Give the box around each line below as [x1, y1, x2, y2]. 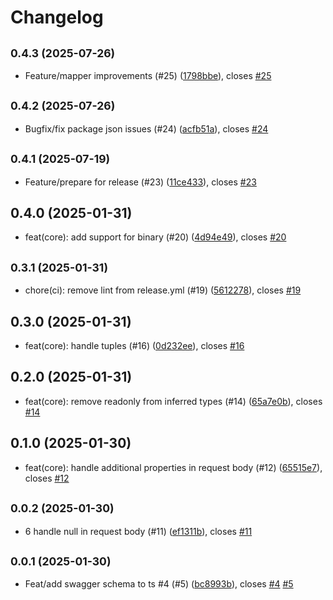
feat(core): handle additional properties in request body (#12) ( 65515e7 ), [24, 461, 323, 473]
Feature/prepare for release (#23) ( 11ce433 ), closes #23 [24, 176, 257, 188]
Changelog [10, 6, 104, 29]
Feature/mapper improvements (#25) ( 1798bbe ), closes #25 [24, 70, 272, 81]
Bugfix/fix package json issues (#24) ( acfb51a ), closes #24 [24, 122, 269, 135]
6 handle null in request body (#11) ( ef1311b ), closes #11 [24, 525, 253, 537]
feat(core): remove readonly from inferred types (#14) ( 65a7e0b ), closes [24, 395, 323, 407]
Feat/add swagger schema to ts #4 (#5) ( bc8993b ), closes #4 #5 [24, 578, 294, 590]
